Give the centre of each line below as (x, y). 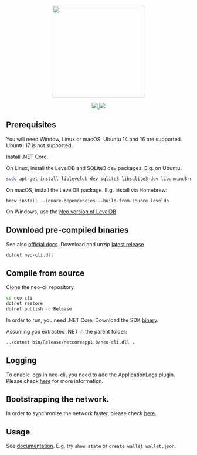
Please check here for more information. (55, 381)
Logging (21, 361)
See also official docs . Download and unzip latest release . (76, 244)
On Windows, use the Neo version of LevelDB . (62, 212)
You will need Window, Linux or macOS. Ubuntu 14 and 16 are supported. (94, 139)
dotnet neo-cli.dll (30, 255)
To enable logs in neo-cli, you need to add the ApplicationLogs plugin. (91, 375)
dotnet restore (25, 304)
